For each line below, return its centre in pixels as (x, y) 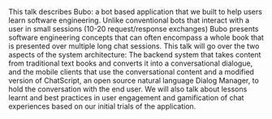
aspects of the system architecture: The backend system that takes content (135, 55)
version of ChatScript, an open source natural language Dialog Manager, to (134, 81)
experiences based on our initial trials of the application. (102, 106)
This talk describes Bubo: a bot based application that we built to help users (135, 12)
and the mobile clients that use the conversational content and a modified (131, 72)
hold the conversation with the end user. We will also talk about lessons (128, 89)
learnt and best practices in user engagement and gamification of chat (126, 98)
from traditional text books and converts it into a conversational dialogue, (131, 63)
